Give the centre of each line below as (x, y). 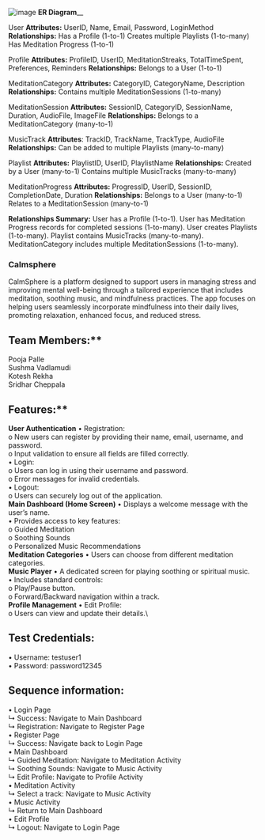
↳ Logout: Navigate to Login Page (64, 827)
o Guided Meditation (42, 529)
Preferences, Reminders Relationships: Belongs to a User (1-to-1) (115, 68)
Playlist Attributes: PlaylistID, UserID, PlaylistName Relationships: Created (130, 163)
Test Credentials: (51, 638)
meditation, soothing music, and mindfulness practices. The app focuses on (132, 299)
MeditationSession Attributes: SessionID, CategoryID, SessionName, (121, 107)
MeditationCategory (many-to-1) (61, 124)
